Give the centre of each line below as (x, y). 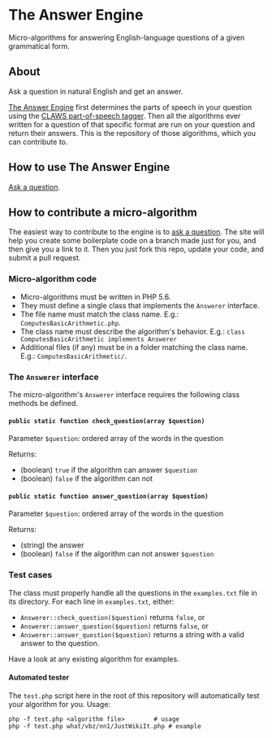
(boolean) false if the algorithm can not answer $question (117, 554)
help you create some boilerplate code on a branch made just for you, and (132, 241)
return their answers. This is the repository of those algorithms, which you (132, 133)
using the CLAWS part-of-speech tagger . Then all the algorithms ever (125, 116)
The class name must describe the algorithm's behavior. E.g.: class (132, 331)
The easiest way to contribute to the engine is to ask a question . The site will (136, 232)
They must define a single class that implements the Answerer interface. (140, 305)
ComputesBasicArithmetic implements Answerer (98, 339)
